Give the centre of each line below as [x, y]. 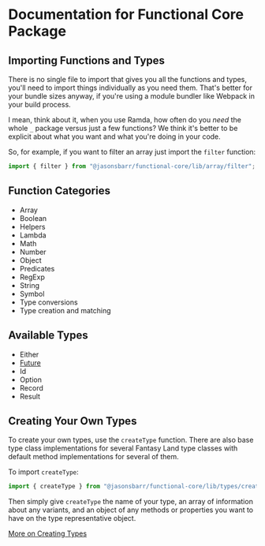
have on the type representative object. [72, 518]
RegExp [32, 277]
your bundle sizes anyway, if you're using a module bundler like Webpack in [131, 96]
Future [30, 363]
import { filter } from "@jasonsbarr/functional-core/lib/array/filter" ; [132, 166]
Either [29, 354]
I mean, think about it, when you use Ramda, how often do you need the [125, 120]
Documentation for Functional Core [126, 15]
